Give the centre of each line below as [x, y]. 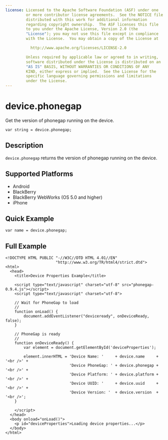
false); [14, 321]
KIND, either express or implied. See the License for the [91, 71]
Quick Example [30, 218]
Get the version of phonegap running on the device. [60, 120]
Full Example [26, 246]
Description [24, 146]
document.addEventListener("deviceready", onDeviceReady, [87, 316]
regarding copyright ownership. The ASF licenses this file [92, 24]
